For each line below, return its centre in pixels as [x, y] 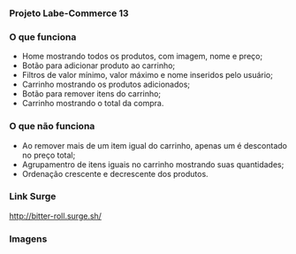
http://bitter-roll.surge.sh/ [55, 216]
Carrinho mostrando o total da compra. [93, 104]
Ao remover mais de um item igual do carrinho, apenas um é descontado [154, 145]
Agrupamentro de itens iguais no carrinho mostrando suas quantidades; [153, 164]
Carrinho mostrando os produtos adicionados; [106, 85]
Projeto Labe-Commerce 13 [69, 13]
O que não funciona [52, 127]
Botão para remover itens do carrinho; [91, 94]
